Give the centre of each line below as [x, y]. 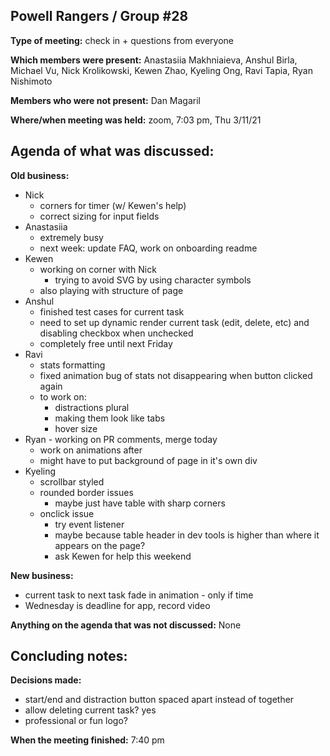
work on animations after [91, 450]
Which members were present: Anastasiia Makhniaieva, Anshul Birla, [154, 60]
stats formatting [72, 365]
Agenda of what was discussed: [112, 151]
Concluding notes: [69, 656]
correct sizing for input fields [99, 216]
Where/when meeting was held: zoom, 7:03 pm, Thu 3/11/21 [136, 120]
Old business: [40, 175]
